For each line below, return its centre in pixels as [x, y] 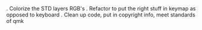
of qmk [15, 21]
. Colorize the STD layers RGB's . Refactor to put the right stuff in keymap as [101, 9]
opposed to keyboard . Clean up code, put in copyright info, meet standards [101, 15]
